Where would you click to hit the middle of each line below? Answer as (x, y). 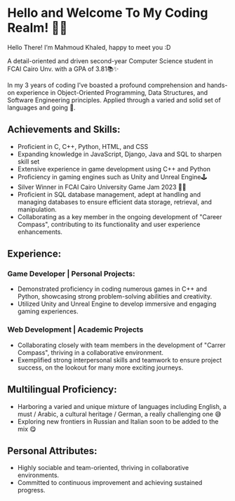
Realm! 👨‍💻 (38, 28)
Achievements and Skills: (64, 130)
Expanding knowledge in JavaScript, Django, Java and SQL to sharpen (120, 154)
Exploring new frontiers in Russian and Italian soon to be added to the (118, 421)
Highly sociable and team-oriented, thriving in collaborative (103, 468)
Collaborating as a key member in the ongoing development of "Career (120, 216)
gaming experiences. (48, 311)
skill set (28, 161)
